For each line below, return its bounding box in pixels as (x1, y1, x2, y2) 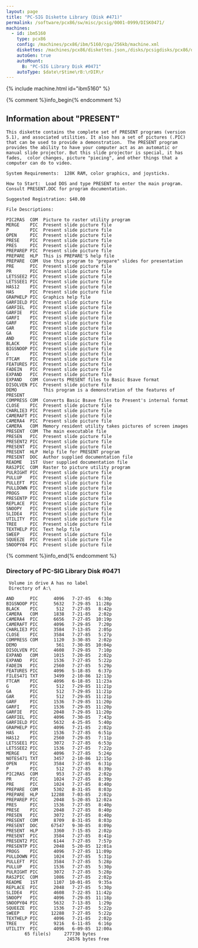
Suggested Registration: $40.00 (6, 196, 85, 202)
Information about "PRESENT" (6, 113, 120, 124)
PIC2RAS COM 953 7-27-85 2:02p (6, 771, 112, 777)
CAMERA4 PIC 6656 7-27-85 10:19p (6, 617, 112, 623)
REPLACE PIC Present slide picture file (6, 501, 112, 507)
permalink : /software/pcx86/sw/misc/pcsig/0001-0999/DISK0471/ (6, 19, 165, 25)
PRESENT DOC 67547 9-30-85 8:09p (6, 823, 112, 829)
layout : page (6, 8, 38, 15)
